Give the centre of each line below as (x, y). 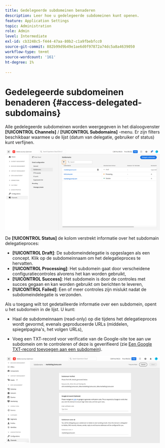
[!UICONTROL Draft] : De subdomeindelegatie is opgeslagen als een (81, 253)
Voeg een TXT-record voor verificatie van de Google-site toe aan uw (82, 339)
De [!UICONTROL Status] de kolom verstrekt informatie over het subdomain (82, 238)
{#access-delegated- (97, 103)
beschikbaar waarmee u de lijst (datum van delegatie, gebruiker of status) (80, 137)
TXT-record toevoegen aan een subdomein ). (57, 349)
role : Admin (17, 31)
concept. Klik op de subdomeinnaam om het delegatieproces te (76, 258)
